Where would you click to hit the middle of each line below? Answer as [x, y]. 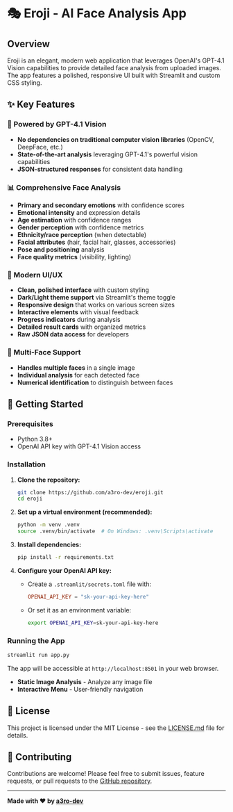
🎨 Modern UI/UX [35, 275]
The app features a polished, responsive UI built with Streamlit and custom [114, 75]
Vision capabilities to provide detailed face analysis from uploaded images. [114, 68]
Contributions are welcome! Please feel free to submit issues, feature [106, 774]
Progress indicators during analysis [69, 320]
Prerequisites [30, 423]
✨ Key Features [41, 105]
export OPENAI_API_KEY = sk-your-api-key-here [93, 623]
